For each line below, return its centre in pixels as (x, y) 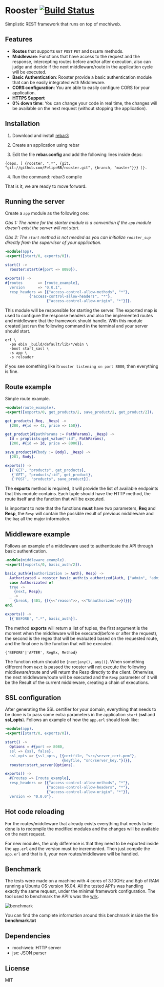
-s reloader (22, 357)
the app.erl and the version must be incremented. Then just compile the (78, 849)
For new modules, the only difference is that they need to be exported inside (82, 843)
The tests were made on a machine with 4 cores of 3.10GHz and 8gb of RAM (82, 881)
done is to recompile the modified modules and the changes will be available (82, 829)
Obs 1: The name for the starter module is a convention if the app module (78, 223)
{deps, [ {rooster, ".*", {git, (38, 163)
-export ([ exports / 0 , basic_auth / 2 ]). (43, 565)
